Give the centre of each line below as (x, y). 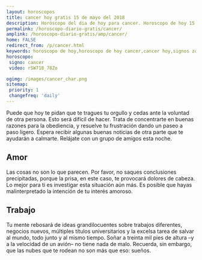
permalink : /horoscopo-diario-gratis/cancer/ (64, 29)
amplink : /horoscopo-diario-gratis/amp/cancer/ (67, 34)
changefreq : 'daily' (35, 96)
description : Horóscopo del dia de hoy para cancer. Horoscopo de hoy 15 (101, 23)
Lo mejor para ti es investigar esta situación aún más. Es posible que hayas (99, 185)
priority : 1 (24, 90)
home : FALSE (21, 40)
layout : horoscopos (31, 12)
